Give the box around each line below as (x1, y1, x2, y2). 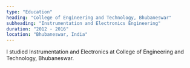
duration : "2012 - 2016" (6, 25, 69, 32)
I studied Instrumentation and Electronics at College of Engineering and (6, 48, 185, 55)
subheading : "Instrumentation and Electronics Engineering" (6, 20, 162, 26)
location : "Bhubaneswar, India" (6, 32, 88, 38)
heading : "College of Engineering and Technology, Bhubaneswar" (6, 15, 172, 21)
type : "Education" (6, 8, 53, 15)
